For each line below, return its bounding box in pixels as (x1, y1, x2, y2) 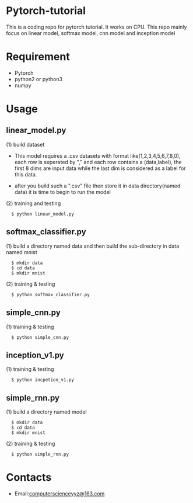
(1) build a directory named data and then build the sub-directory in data (6, 242, 180, 249)
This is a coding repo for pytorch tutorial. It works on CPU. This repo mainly (6, 23, 187, 30)
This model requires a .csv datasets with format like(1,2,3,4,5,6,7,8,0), (14, 152, 181, 159)
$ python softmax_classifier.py (11, 292, 90, 297)
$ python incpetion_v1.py (11, 377, 75, 383)
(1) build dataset (6, 141, 45, 148)
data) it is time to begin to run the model (14, 188, 111, 195)
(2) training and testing (6, 200, 61, 207)
